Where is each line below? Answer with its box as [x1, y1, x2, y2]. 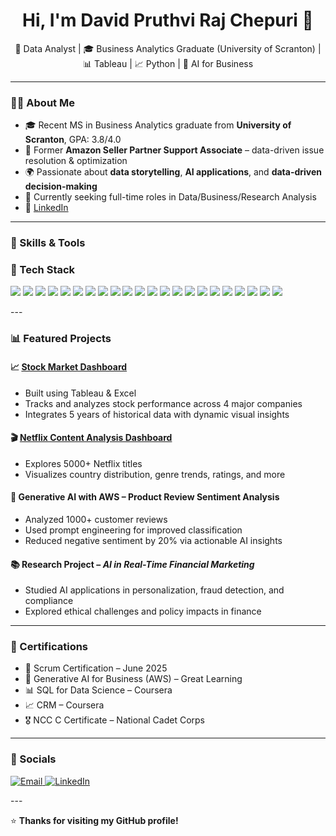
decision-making [24, 180, 98, 193]
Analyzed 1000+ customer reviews [24, 513, 168, 525]
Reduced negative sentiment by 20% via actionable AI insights [24, 534, 283, 546]
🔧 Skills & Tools [10, 236, 86, 250]
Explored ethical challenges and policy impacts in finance [24, 605, 262, 618]
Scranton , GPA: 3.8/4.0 [24, 134, 122, 146]
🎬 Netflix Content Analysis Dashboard [10, 432, 173, 444]
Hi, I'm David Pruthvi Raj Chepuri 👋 [22, 9, 314, 32]
